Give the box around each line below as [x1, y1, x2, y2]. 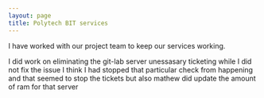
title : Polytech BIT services [8, 19, 109, 27]
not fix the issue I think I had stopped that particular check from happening [8, 65, 253, 74]
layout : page [8, 11, 52, 20]
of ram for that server [8, 81, 79, 92]
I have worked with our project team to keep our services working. [8, 41, 226, 50]
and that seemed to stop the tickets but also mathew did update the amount [8, 73, 256, 83]
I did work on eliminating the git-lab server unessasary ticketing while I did [8, 57, 252, 66]
